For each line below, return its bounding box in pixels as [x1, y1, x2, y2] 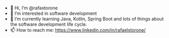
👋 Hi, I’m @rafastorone [10, 5, 58, 11]
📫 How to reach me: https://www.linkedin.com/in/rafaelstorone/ [10, 27, 146, 33]
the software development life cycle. [10, 21, 87, 27]
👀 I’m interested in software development [10, 10, 97, 16]
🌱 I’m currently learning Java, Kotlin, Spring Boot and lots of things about [10, 16, 164, 22]
